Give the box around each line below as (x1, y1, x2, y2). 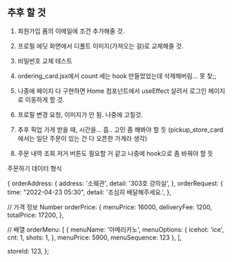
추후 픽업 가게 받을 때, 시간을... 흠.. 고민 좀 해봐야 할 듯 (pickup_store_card (17, 125, 224, 134)
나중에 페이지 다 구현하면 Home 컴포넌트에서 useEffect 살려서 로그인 (17, 87, 207, 95)
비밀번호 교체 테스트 (17, 56, 72, 65)
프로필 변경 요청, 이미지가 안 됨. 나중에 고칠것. (17, 110, 143, 118)
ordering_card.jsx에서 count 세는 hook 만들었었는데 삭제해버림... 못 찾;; (17, 71, 217, 80)
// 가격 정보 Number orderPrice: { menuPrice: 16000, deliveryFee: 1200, (7, 203, 212, 211)
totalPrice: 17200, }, (7, 211, 65, 219)
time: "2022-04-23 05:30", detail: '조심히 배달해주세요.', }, (7, 187, 172, 196)
